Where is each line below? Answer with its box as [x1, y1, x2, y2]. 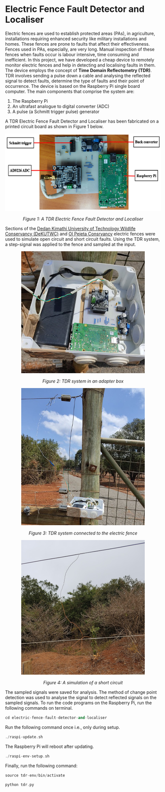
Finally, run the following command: [5, 763, 78, 769]
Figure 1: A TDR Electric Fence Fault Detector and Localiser [23, 216, 143, 222]
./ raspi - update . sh [5, 734, 43, 739]
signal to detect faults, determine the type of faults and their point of [5, 78, 145, 84]
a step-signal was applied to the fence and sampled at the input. [5, 241, 136, 247]
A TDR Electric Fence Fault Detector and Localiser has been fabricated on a [5, 118, 159, 124]
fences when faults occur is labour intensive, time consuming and [5, 51, 139, 58]
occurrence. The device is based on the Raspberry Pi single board [5, 83, 140, 89]
